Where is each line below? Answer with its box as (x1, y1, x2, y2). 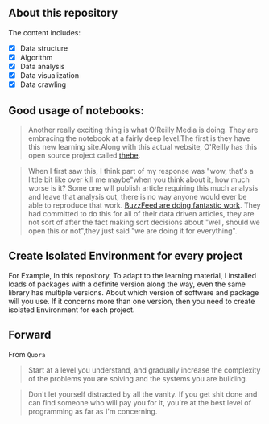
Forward (8, 328, 52, 342)
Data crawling (19, 80, 67, 89)
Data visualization (19, 71, 79, 80)
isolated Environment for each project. (8, 305, 135, 315)
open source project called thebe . (27, 150, 141, 160)
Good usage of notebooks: (8, 104, 145, 117)
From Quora (8, 349, 46, 359)
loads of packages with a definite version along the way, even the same (8, 279, 246, 289)
